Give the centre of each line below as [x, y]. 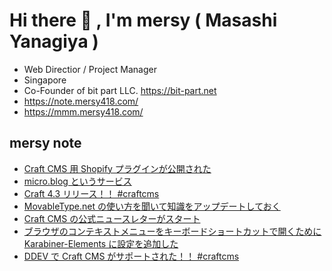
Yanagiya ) [54, 41]
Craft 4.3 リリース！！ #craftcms [91, 193]
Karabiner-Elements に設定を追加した [101, 243]
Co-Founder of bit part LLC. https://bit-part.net [120, 90]
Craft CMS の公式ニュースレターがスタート [112, 218]
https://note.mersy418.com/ [81, 101]
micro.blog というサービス [77, 181]
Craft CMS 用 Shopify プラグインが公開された [117, 168]
